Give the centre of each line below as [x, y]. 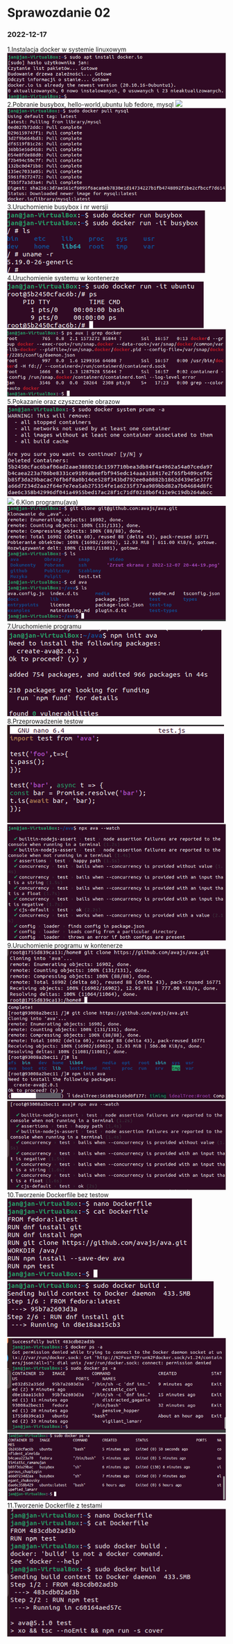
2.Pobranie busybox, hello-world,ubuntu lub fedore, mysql [90, 105]
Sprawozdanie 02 [59, 13]
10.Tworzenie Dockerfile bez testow [58, 1194]
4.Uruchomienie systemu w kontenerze [63, 278]
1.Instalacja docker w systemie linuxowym [67, 49]
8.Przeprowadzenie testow [45, 721]
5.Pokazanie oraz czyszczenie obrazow [64, 401]
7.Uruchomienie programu [44, 626]
